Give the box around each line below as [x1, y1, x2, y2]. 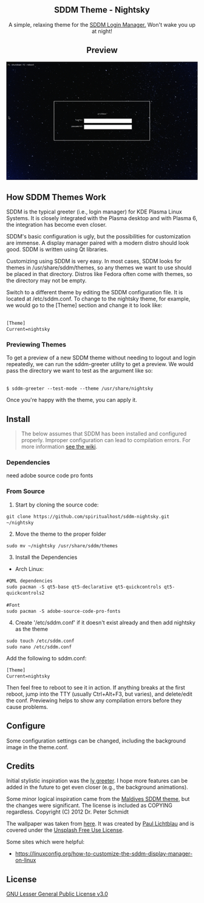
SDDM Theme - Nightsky [54, 5, 150, 15]
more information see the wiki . [21, 443, 98, 451]
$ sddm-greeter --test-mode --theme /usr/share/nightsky [6, 386, 154, 392]
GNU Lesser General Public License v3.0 [6, 890, 108, 898]
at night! [92, 27, 112, 35]
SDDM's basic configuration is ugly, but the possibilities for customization [6, 232, 191, 240]
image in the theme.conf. [6, 743, 69, 750]
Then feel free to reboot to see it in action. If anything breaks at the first [6, 683, 185, 691]
